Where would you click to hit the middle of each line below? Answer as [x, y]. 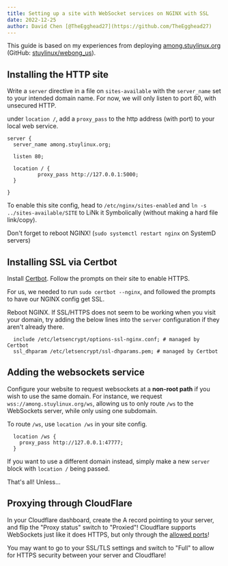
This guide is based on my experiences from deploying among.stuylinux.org [114, 46]
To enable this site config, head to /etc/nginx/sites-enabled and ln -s [107, 206]
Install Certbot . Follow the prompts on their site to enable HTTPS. [98, 279]
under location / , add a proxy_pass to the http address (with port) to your [111, 119]
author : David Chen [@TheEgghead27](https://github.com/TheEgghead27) [110, 26]
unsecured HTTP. [32, 106]
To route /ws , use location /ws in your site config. [77, 424]
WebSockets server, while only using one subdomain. [82, 410]
